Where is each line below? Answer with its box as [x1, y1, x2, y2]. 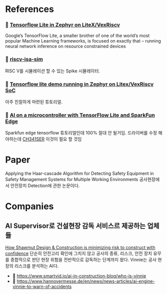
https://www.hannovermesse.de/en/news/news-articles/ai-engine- [16, 278, 155, 284]
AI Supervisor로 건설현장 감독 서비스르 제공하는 [5, 221, 146, 230]
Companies [5, 200, 54, 212]
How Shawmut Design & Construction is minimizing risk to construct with [5, 244, 155, 250]
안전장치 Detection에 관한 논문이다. [10, 182, 80, 188]
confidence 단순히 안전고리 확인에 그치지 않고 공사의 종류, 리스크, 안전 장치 [5, 250, 152, 256]
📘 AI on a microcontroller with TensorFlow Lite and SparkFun [5, 111, 155, 118]
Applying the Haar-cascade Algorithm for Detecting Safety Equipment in [5, 170, 154, 176]
